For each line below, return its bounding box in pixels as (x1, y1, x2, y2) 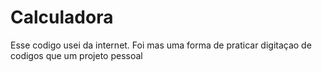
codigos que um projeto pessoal (10, 49, 143, 61)
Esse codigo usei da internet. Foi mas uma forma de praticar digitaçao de (10, 39, 312, 51)
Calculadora (10, 6, 114, 29)
